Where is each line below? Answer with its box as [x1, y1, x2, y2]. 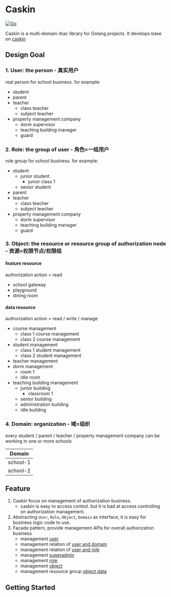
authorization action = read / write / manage [5, 316, 98, 322]
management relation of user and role [20, 546, 100, 553]
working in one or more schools [5, 438, 72, 444]
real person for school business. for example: [5, 79, 101, 85]
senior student [20, 184, 51, 190]
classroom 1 [28, 391, 54, 397]
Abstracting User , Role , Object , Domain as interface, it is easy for [12, 514, 146, 520]
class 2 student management [20, 352, 82, 359]
